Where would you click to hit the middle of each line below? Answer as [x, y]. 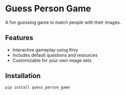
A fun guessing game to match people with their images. [63, 22]
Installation [23, 76]
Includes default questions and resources [55, 55]
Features [19, 38]
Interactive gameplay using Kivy [45, 49]
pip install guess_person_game [38, 87]
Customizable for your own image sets [52, 60]
